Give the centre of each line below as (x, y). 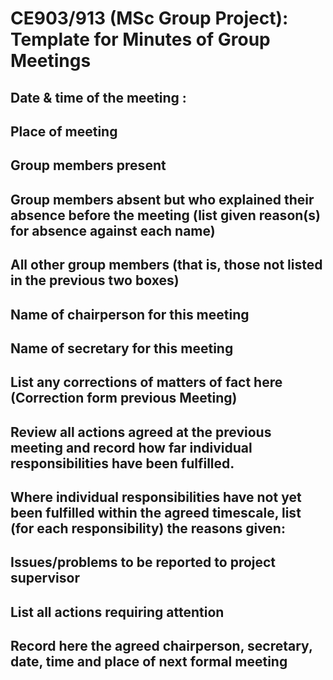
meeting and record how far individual (131, 447)
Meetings (51, 61)
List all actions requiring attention (117, 612)
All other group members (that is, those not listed (166, 265)
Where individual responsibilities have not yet (156, 497)
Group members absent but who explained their (162, 199)
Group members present (88, 165)
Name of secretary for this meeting (122, 348)
